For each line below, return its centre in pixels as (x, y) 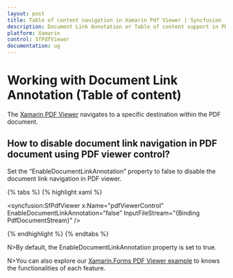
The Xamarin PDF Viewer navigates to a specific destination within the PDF (114, 114)
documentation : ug (34, 46)
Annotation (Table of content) (94, 95)
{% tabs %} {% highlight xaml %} (55, 192)
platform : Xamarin (34, 33)
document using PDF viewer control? (89, 155)
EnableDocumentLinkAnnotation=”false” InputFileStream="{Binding (103, 213)
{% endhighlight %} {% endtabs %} (58, 234)
